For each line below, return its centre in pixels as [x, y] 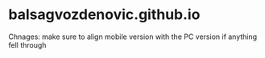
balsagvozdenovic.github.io [104, 15]
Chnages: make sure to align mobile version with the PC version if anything [133, 37]
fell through [27, 44]
